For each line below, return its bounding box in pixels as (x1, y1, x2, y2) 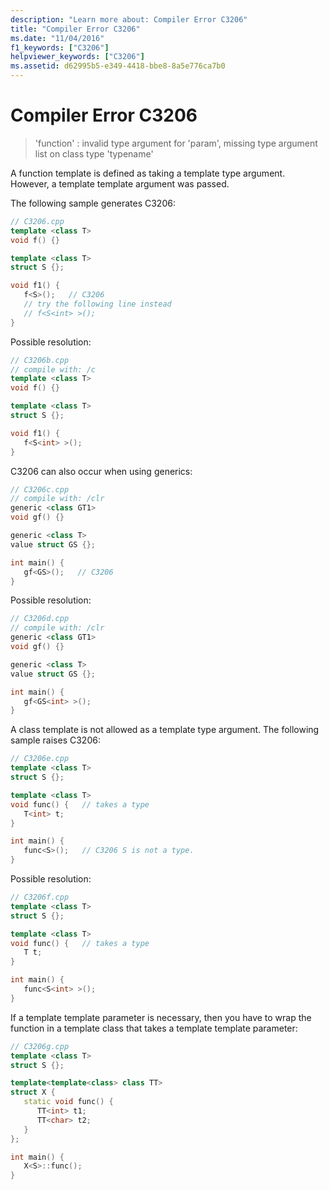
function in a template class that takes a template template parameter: (10, 1022, 298, 1034)
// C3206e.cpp (10, 754, 70, 764)
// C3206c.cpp (10, 484, 70, 495)
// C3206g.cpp (10, 1041, 70, 1051)
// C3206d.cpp (10, 614, 70, 624)
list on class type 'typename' (34, 147, 154, 160)
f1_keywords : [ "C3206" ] (10, 42, 110, 53)
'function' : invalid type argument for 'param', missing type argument (34, 137, 318, 149)
